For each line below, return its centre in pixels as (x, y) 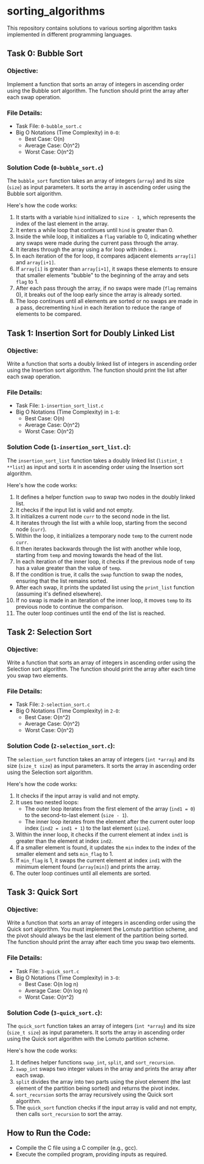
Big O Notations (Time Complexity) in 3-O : (68, 977)
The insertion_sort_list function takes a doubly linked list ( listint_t (95, 460)
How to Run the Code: (49, 1133)
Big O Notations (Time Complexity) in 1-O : (68, 412)
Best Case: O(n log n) (52, 984)
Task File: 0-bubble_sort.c (49, 126)
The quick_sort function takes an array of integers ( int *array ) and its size (101, 1026)
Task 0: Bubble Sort (45, 54)
